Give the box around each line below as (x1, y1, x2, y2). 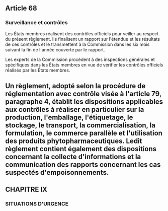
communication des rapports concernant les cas (5, 161, 161, 169)
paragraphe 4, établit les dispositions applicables (5, 98, 163, 106)
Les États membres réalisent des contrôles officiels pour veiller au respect (5, 30, 159, 37)
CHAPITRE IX (5, 185, 48, 194)
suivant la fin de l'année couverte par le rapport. (5, 46, 105, 52)
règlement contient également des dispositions (5, 145, 157, 153)
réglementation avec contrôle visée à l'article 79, (5, 90, 162, 98)
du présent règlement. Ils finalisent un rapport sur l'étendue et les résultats (5, 36, 160, 42)
